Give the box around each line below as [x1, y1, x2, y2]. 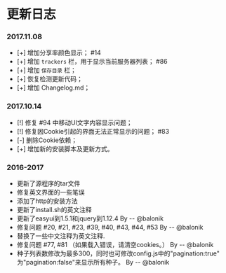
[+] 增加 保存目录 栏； [16, 66, 77, 74]
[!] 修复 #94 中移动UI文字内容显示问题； [16, 118, 133, 127]
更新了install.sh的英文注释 [16, 206, 92, 214]
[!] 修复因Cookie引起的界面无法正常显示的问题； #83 [16, 127, 170, 135]
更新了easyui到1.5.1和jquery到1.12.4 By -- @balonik [16, 214, 164, 223]
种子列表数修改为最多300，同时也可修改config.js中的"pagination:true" [16, 249, 220, 258]
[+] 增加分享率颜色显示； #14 [16, 48, 101, 57]
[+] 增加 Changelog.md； [16, 83, 91, 92]
